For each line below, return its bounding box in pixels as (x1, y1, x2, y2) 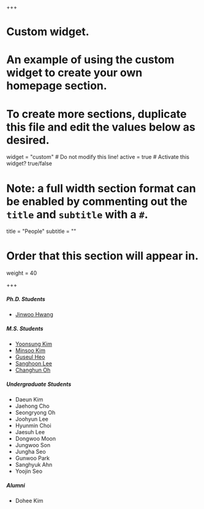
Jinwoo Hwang (15, 311, 53, 318)
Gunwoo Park (15, 454, 50, 462)
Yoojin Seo (15, 467, 43, 475)
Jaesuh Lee (15, 429, 45, 436)
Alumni (6, 481, 26, 489)
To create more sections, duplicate (6, 107, 187, 121)
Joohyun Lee (15, 415, 49, 423)
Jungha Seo (15, 448, 46, 456)
